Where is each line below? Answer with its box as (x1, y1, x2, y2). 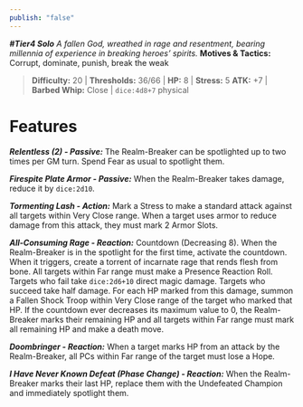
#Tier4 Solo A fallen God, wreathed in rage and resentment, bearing (9, 38, 265, 49)
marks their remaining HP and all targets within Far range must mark (40, 314, 295, 325)
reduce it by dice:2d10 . (9, 183, 95, 194)
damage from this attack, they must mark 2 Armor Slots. (9, 219, 219, 231)
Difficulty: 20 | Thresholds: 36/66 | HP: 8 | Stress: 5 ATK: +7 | (31, 74, 269, 86)
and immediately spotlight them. (9, 387, 129, 398)
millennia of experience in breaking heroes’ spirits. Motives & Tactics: (9, 47, 271, 59)
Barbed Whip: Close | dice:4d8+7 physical (31, 84, 190, 95)
